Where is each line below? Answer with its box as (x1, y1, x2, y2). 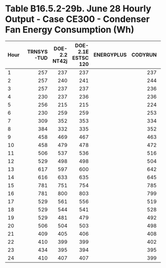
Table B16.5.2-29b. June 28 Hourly (5, 3, 152, 14)
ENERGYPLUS (93, 51, 127, 58)
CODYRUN (131, 51, 157, 58)
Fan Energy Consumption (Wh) (5, 24, 134, 35)
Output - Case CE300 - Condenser (5, 13, 150, 25)
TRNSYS (27, 48, 48, 55)
